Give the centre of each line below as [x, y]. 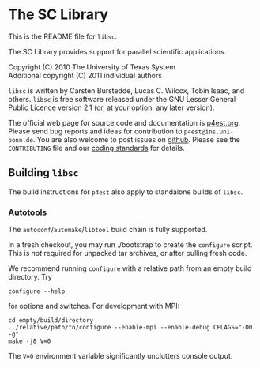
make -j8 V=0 [30, 341]
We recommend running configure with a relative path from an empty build [130, 268]
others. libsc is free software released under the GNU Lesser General [122, 99]
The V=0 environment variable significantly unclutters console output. [121, 356]
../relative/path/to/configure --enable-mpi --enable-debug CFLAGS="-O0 [130, 328]
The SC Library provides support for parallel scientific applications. [117, 51]
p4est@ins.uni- [209, 132]
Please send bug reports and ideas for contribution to [95, 131]
